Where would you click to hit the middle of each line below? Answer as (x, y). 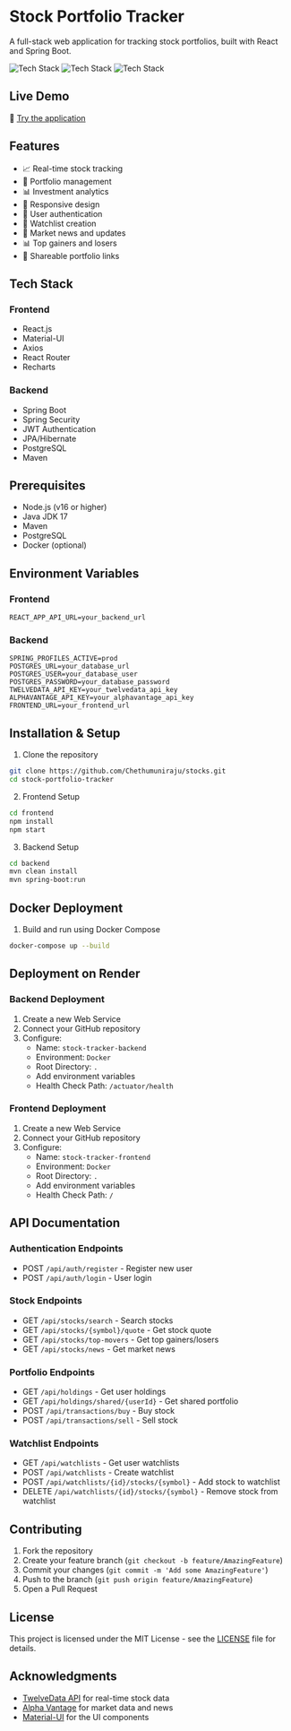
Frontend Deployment (58, 1109)
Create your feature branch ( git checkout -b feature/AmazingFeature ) (153, 1561)
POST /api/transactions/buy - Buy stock (98, 1411)
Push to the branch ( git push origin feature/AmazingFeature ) (137, 1580)
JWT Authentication (59, 428)
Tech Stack (41, 284)
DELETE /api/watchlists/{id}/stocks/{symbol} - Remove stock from (150, 1492)
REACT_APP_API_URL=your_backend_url (77, 618)
